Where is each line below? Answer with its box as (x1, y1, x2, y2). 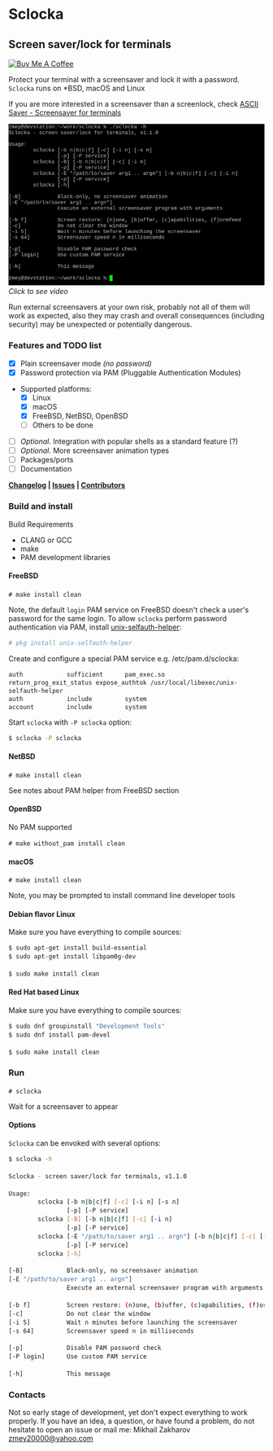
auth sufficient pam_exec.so (8, 670, 165, 678)
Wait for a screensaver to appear (8, 1101, 119, 1111)
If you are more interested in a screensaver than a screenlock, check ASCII (8, 99, 258, 108)
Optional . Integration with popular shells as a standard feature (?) (19, 436, 238, 446)
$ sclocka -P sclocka (8, 734, 82, 742)
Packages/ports (19, 455, 74, 465)
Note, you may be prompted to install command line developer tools (8, 891, 236, 901)
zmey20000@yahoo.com (8, 1434, 93, 1444)
